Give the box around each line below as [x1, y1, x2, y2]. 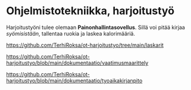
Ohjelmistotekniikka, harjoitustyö [6, 4, 174, 18]
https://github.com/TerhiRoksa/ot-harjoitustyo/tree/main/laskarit [6, 41, 164, 49]
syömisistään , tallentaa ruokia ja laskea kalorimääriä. [6, 30, 136, 37]
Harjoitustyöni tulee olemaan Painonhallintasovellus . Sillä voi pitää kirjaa [6, 24, 186, 31]
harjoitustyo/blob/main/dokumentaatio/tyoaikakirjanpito [6, 77, 143, 84]
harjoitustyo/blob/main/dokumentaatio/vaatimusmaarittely [6, 59, 149, 66]
